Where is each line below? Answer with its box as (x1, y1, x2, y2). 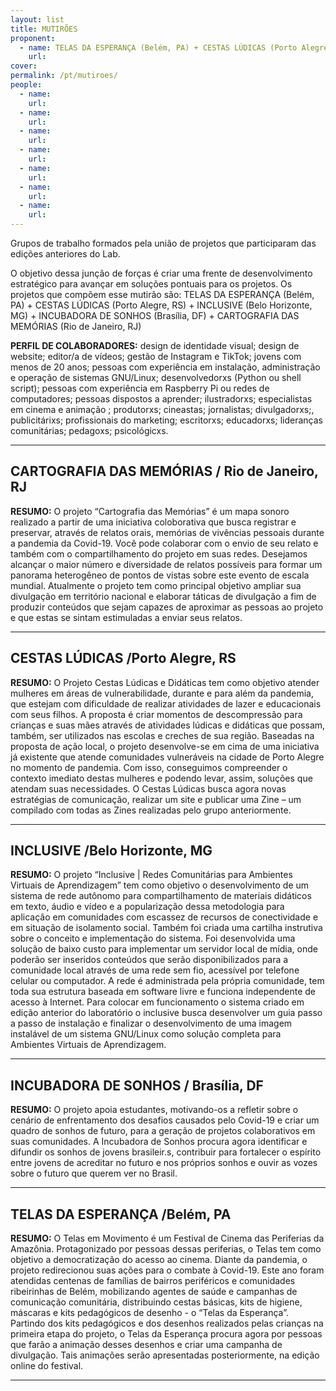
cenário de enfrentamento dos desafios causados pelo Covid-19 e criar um (10, 1114, 320, 1126)
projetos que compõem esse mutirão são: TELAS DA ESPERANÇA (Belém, (10, 289, 315, 300)
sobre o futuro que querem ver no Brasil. (10, 1167, 178, 1180)
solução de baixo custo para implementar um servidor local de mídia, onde (10, 943, 318, 955)
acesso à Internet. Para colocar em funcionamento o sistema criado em (10, 996, 305, 1008)
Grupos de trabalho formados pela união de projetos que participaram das (10, 237, 317, 249)
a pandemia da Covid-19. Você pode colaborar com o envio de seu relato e (10, 537, 319, 549)
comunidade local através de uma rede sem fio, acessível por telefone (10, 964, 300, 976)
